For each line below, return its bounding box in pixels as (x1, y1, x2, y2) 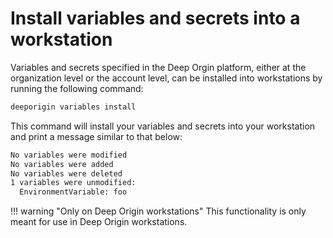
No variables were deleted (10, 168, 123, 179)
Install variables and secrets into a (10, 7, 301, 30)
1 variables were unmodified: (10, 178, 137, 188)
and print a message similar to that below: (10, 130, 183, 142)
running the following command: (10, 82, 144, 94)
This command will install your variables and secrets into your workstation (10, 120, 316, 132)
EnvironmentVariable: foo (19, 187, 128, 197)
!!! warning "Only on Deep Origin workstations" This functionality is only (10, 205, 307, 217)
